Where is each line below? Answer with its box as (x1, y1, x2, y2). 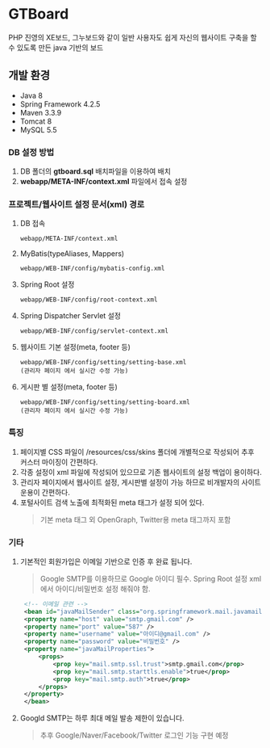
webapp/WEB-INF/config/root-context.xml (19, 296, 158, 304)
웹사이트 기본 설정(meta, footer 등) (19, 342, 131, 352)
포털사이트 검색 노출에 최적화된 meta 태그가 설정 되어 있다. (19, 498, 205, 507)
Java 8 (19, 90, 43, 100)
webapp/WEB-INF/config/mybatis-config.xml (19, 264, 165, 273)
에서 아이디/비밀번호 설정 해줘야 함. (39, 583, 151, 594)
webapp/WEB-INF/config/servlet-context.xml (19, 327, 169, 335)
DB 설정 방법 (8, 146, 55, 158)
